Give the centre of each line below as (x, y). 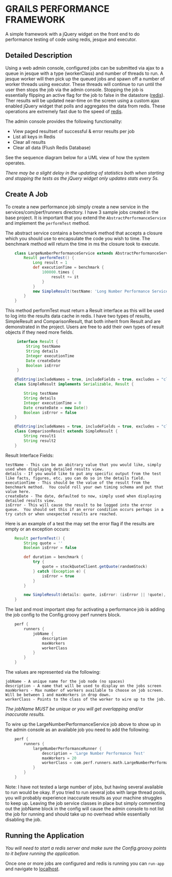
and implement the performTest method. (48, 223)
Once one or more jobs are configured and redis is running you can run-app (85, 863)
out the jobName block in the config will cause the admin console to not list (84, 808)
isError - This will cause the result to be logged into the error (79, 505)
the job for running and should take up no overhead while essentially (78, 814)
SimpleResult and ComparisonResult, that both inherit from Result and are (83, 322)
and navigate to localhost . (33, 869)
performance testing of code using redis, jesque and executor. (71, 39)
